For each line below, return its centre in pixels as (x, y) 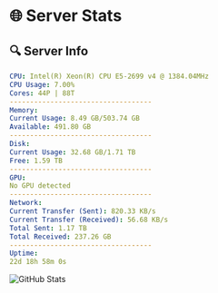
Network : (26, 203)
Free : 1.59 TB (36, 161)
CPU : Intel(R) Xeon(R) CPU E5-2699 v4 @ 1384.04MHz (109, 76)
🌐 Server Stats (66, 16)
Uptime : (24, 254)
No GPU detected (40, 186)
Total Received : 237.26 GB (60, 237)
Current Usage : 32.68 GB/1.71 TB (73, 152)
